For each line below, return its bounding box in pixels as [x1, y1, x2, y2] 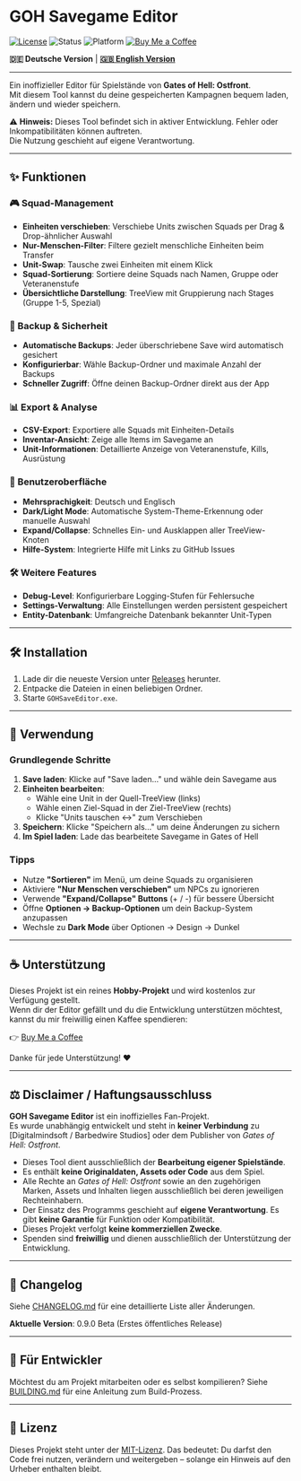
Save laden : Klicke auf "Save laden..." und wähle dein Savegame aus [21, 774, 278, 785]
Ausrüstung [21, 453, 65, 464]
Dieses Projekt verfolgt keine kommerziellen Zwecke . [21, 1224, 222, 1234]
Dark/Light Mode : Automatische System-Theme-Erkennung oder [21, 505, 263, 517]
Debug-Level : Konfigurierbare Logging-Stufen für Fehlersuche [21, 590, 255, 601]
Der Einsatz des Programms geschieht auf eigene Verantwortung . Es [21, 1205, 279, 1215]
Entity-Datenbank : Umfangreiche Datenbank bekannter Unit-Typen [21, 609, 272, 620]
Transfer [21, 249, 55, 260]
